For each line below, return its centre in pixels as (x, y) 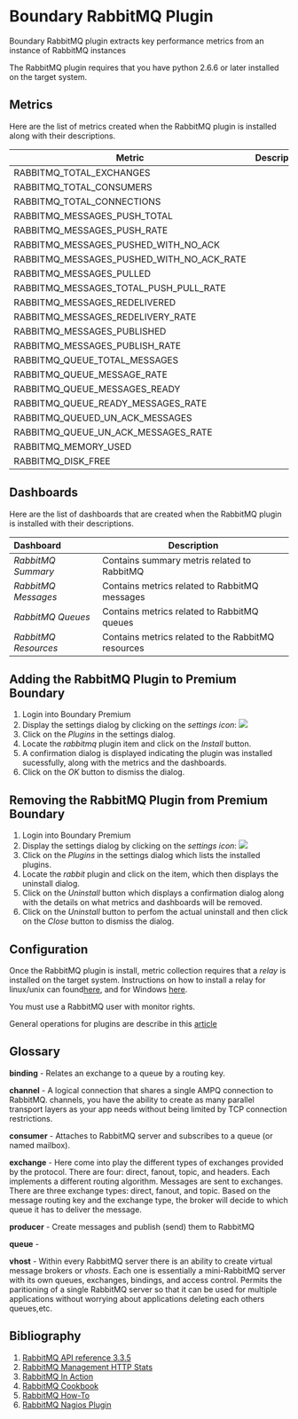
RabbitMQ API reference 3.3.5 (76, 1357)
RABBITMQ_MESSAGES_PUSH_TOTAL (93, 216)
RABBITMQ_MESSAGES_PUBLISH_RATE (98, 345)
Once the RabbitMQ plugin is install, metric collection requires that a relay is (148, 970)
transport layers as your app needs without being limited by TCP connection (148, 1109)
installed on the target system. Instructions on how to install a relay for (137, 980)
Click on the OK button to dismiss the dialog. (103, 772)
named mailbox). (40, 1145)
